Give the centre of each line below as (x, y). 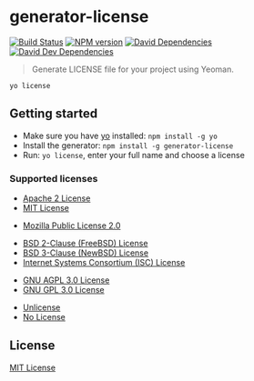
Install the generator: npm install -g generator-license (128, 145)
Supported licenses (54, 178)
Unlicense (41, 307)
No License (44, 317)
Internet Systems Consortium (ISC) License (104, 263)
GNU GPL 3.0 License (63, 290)
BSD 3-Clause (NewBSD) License (85, 253)
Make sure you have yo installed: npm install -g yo (120, 135)
